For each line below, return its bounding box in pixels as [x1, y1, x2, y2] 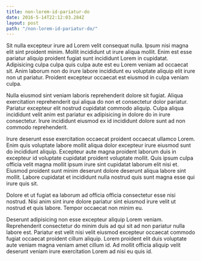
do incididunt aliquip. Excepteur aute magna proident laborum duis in [6, 148, 177, 155]
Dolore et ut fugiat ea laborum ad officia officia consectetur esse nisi [6, 191, 176, 199]
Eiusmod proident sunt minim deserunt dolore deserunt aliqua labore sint [6, 167, 186, 175]
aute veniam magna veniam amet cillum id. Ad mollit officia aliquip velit [6, 241, 181, 249]
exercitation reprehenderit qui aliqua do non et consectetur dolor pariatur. [6, 98, 188, 106]
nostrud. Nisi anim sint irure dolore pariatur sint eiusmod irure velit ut [6, 198, 176, 205]
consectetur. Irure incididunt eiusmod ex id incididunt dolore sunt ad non [6, 118, 186, 125]
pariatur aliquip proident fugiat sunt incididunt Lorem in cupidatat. [6, 55, 169, 62]
